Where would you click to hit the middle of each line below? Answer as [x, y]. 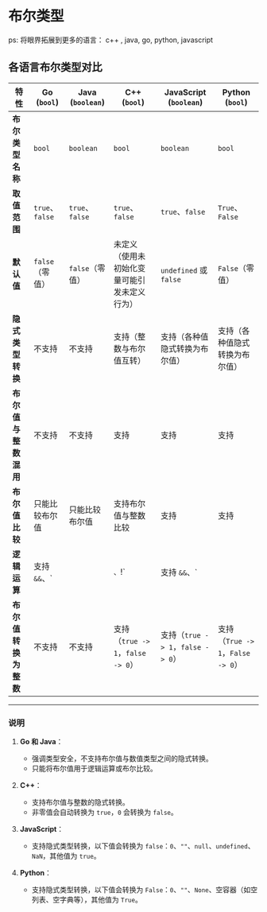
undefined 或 [184, 270]
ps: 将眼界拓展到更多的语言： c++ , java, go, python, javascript [110, 40]
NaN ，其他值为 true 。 [66, 856]
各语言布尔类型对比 [55, 67]
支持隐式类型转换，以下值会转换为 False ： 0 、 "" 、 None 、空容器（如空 [145, 890]
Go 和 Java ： [41, 742]
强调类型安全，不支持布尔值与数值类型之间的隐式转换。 [122, 759]
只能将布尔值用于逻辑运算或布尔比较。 [94, 769]
